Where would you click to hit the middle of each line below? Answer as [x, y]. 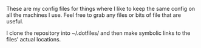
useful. [15, 21]
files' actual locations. [34, 39]
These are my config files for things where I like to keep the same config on [101, 9]
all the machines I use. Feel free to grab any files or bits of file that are [94, 15]
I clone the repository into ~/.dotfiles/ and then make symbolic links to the [98, 33]
